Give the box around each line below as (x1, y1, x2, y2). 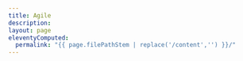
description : (8, 19, 52, 27)
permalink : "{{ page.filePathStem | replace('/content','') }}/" (15, 41, 237, 49)
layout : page (8, 26, 52, 34)
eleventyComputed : (8, 33, 69, 42)
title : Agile (8, 11, 52, 20)
